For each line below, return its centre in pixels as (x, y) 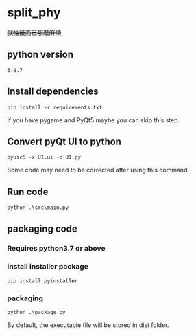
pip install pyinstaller (42, 281)
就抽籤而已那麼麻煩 (34, 32)
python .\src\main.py (38, 208)
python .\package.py (37, 313)
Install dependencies (53, 92)
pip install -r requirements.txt (55, 107)
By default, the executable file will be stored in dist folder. (88, 325)
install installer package (48, 267)
